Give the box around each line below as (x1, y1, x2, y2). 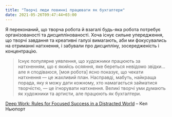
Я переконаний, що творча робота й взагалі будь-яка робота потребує (5, 26, 161, 32)
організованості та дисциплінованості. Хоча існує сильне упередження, (5, 32, 164, 38)
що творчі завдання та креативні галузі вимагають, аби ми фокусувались (5, 37, 167, 43)
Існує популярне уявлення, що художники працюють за (17, 58, 141, 64)
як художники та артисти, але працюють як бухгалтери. (17, 90, 141, 97)
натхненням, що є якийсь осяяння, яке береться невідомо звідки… (17, 63, 166, 69)
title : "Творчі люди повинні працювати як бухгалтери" (5, 7, 125, 13)
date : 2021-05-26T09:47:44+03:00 (5, 12, 77, 17)
